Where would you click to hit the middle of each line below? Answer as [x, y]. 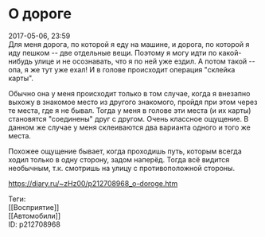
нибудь [21, 61]
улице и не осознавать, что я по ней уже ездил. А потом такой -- [145, 61]
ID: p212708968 [35, 224]
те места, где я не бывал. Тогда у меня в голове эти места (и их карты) [130, 110]
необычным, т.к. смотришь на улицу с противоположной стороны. [122, 168]
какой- [230, 52]
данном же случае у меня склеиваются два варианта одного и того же [129, 127]
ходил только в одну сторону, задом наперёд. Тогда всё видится [119, 159]
